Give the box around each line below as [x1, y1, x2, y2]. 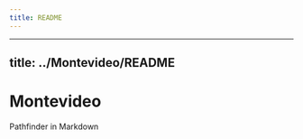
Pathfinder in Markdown [9, 121, 99, 132]
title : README [9, 13, 63, 23]
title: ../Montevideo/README [9, 55, 176, 70]
